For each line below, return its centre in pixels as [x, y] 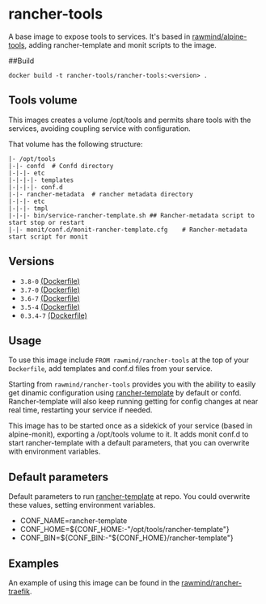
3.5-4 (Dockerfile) [50, 306]
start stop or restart [46, 222]
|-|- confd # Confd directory [61, 166]
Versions [32, 262]
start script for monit [49, 237]
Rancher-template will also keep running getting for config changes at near [133, 402]
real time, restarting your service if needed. [80, 410]
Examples [34, 563]
